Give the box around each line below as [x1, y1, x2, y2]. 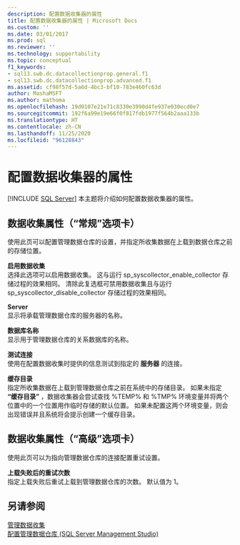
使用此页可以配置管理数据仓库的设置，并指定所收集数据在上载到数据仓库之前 [7, 238, 233, 246]
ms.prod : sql [7, 37, 46, 44]
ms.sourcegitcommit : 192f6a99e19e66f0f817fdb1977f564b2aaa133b [7, 110, 200, 117]
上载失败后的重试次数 [7, 468, 70, 477]
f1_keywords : [7, 63, 46, 71]
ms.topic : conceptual [7, 57, 72, 64]
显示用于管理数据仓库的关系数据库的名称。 [7, 335, 133, 343]
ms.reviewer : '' [7, 44, 56, 51]
